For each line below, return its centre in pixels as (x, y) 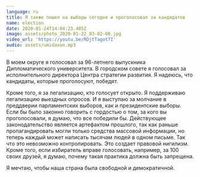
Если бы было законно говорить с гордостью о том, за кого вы (87, 112)
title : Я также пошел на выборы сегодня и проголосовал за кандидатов (96, 17)
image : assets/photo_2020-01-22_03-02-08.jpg (64, 34)
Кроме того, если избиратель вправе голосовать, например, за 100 (93, 149)
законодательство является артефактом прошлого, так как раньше (92, 124)
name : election (25, 23)
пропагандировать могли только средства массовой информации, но (96, 131)
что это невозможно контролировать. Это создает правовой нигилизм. (98, 144)
